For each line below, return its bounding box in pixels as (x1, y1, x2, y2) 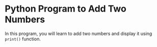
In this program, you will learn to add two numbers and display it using (5, 30, 152, 36)
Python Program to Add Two (5, 3, 127, 15)
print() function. (5, 36, 41, 42)
